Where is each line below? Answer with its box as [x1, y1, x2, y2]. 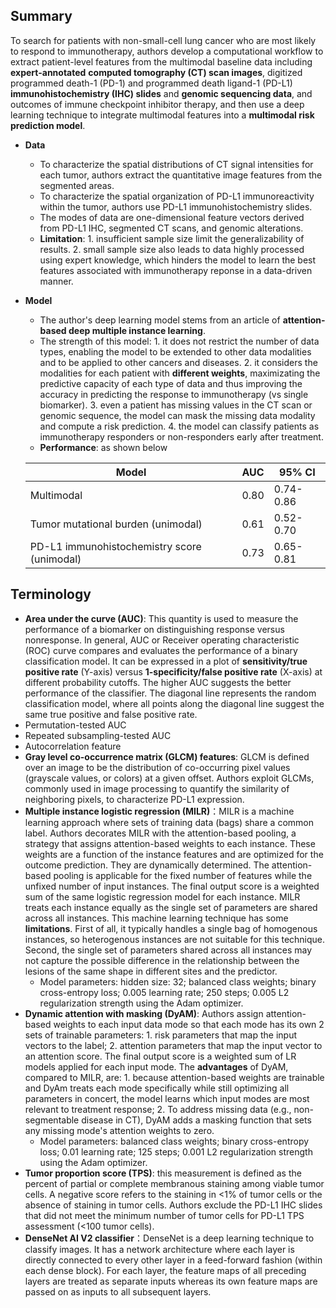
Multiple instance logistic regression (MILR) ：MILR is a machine [24, 805, 295, 817]
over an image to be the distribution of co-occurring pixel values [24, 761, 291, 773]
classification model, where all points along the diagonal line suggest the [24, 697, 325, 709]
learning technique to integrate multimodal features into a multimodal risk [10, 109, 315, 121]
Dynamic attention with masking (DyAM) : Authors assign [24, 1007, 264, 1019]
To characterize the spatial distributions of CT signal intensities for [39, 158, 314, 170]
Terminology [10, 586, 92, 603]
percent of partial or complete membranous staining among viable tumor [24, 1177, 325, 1189]
